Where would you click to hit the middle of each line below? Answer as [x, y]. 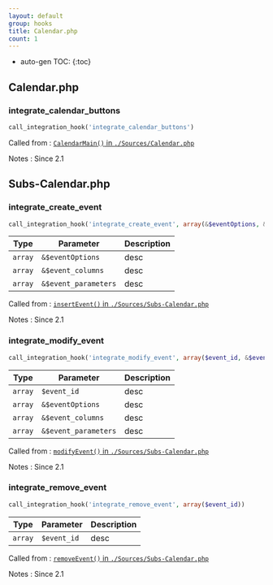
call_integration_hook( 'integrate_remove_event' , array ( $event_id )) [127, 505]
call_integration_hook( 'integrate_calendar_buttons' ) [102, 127]
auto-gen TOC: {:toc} [56, 62]
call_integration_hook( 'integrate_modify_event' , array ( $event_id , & [129, 357]
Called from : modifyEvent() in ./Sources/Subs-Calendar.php [109, 451]
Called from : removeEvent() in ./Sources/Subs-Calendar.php [109, 558]
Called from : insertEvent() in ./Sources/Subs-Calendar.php [109, 304]
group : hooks [30, 24]
